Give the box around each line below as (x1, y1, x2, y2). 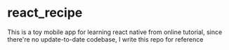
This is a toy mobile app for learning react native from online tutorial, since (7, 28, 223, 36)
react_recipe (7, 5, 83, 21)
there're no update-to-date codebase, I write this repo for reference (7, 35, 204, 43)
